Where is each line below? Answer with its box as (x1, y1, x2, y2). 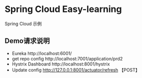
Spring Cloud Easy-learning (4, 3, 122, 15)
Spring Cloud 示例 (4, 20, 42, 26)
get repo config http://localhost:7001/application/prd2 (11, 55, 123, 61)
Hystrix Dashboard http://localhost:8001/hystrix (11, 61, 110, 67)
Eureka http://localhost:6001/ (11, 50, 72, 56)
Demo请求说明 (4, 36, 50, 45)
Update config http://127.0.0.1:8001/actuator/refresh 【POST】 (11, 66, 140, 73)
